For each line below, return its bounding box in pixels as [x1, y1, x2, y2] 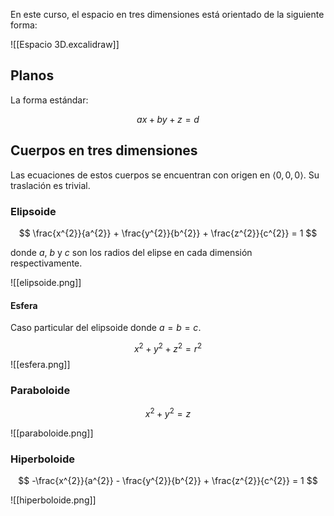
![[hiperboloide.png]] [10, 494, 97, 506]
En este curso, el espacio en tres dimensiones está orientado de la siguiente [10, 9, 325, 20]
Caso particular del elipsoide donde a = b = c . [10, 322, 202, 334]
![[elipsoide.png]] [10, 276, 82, 288]
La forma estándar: [10, 94, 89, 106]
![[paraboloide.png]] [10, 427, 94, 439]
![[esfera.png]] [10, 358, 71, 370]
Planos [10, 67, 55, 84]
